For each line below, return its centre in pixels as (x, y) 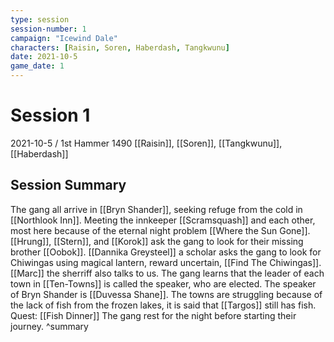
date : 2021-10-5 (44, 57)
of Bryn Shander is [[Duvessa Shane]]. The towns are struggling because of (166, 294)
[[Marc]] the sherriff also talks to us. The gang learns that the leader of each (167, 273)
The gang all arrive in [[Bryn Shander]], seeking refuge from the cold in (156, 209)
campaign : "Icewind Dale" (64, 38)
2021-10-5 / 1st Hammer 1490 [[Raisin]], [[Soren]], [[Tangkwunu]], (146, 143)
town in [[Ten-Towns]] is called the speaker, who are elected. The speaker (163, 283)
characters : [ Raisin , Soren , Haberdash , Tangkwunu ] (120, 47)
